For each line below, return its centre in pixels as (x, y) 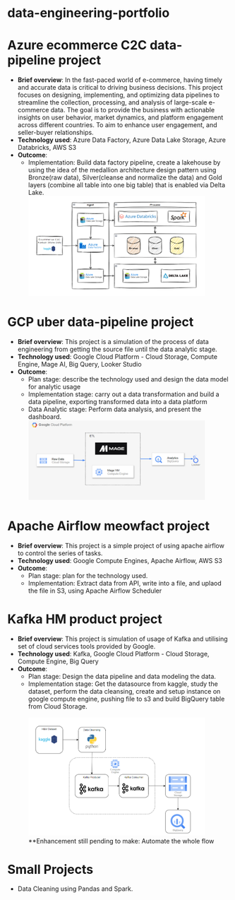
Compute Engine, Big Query (58, 661)
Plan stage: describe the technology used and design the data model (128, 379)
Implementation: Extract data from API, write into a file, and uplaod (125, 583)
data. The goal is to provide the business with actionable (133, 110)
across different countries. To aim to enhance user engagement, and (117, 125)
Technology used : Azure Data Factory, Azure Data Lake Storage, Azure (121, 140)
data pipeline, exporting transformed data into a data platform (118, 402)
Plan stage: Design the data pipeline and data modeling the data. (122, 676)
